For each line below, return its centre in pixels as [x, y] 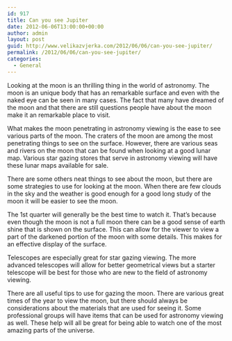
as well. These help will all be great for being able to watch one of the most [115, 323]
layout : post [26, 40]
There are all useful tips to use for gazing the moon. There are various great [116, 293]
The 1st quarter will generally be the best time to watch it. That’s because [112, 214]
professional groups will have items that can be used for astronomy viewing [115, 315]
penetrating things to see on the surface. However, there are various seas [113, 143]
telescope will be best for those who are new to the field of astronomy [107, 272]
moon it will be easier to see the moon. [63, 201]
